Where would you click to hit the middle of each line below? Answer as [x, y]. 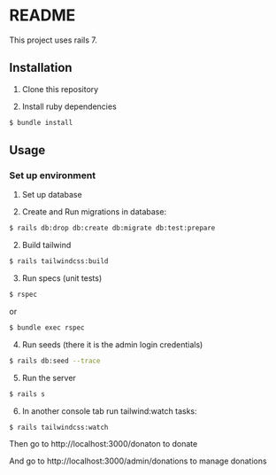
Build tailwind [46, 245]
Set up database [52, 195]
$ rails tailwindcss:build [59, 261]
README [42, 16]
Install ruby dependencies [69, 106]
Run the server [49, 378]
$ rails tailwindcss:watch [59, 427]
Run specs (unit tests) [62, 278]
